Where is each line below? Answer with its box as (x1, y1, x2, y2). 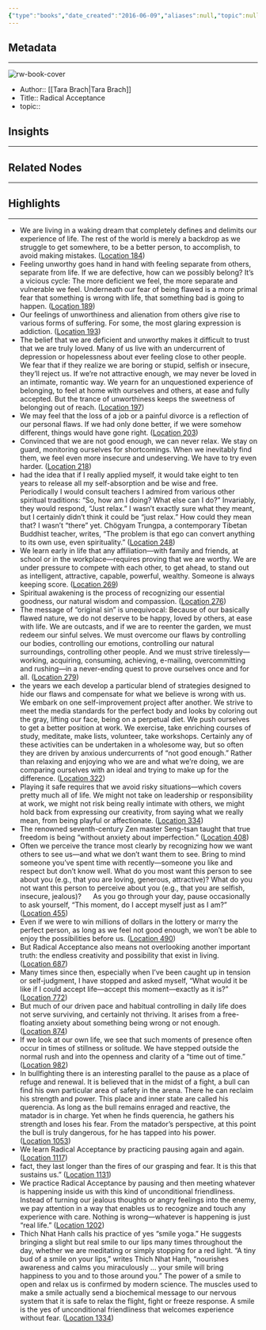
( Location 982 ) (19, 1060, 69, 1070)
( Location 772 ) (19, 993, 68, 1002)
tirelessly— (213, 647, 251, 656)
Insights (8, 125, 50, 138)
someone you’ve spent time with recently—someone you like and (19, 858, 234, 867)
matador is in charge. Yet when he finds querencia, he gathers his (19, 1110, 235, 1120)
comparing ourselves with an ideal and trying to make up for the (19, 765, 230, 775)
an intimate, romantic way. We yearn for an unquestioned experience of (19, 377, 253, 386)
